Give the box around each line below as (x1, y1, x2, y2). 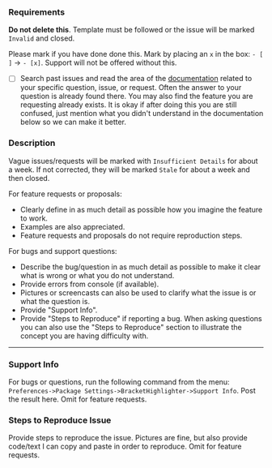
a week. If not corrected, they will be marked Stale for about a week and (8, 165, 251, 174)
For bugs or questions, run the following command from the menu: (8, 376, 230, 387)
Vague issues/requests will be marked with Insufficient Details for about (8, 156, 258, 165)
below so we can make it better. (19, 117, 127, 127)
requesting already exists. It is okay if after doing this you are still (19, 100, 237, 109)
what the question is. (19, 296, 91, 306)
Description (8, 137, 56, 148)
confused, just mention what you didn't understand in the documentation (19, 109, 264, 118)
